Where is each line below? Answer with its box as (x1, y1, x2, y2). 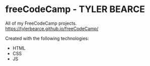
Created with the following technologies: (5, 35, 89, 41)
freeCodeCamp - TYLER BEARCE (5, 4, 145, 15)
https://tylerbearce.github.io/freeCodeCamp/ (5, 25, 99, 31)
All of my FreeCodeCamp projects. (5, 20, 77, 26)
